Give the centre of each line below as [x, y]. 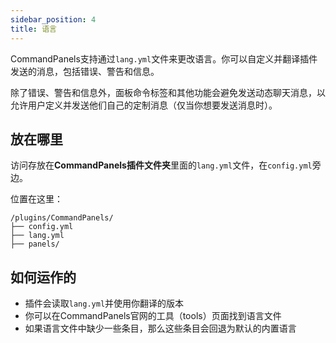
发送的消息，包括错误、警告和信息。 [85, 71]
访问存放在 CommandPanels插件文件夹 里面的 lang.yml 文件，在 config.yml [161, 165]
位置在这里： [36, 199]
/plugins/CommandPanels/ [62, 218]
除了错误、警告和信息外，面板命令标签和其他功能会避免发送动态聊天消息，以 [168, 92]
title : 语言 [33, 29]
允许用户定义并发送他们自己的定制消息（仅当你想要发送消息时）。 [144, 105]
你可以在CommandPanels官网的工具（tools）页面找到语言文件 [153, 316]
